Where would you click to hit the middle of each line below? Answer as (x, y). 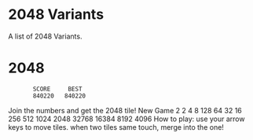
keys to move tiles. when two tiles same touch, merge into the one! (116, 127)
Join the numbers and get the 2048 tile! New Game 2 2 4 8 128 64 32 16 (125, 110)
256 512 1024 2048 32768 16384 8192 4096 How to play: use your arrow (126, 119)
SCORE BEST (57, 89)
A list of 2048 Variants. (45, 36)
